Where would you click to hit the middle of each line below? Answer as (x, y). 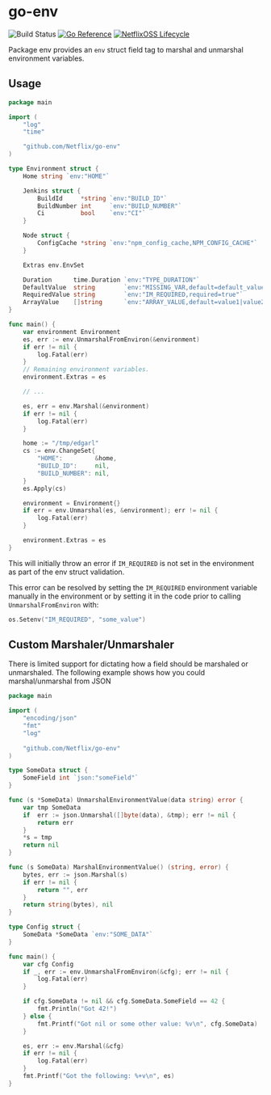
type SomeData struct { (48, 771)
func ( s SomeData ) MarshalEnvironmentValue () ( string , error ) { (119, 868)
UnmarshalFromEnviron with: (54, 604)
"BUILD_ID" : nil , (74, 466)
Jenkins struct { (52, 191)
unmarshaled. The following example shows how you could (107, 673)
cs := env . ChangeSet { (59, 451)
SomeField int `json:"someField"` (81, 778)
